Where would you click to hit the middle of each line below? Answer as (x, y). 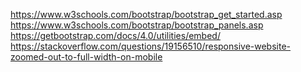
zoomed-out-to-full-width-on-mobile (86, 57)
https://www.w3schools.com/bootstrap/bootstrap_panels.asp (137, 25)
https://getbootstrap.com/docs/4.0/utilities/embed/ (115, 35)
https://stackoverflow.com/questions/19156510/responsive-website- (151, 46)
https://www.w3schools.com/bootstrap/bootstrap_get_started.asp (146, 14)
